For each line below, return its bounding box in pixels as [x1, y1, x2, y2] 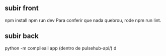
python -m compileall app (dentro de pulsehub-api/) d [5, 45, 117, 51]
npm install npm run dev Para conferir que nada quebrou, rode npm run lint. [5, 17, 161, 23]
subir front [5, 4, 39, 12]
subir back [5, 32, 39, 40]
